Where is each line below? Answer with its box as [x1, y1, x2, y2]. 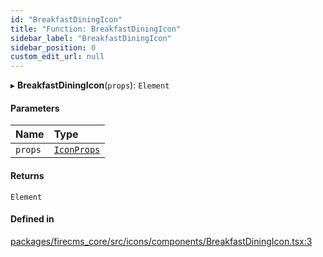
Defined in [10, 213, 55, 225]
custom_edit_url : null [10, 52, 105, 62]
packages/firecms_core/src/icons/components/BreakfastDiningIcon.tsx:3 [10, 235, 313, 247]
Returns [10, 169, 45, 181]
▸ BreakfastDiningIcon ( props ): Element [10, 79, 170, 91]
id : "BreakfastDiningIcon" [10, 14, 123, 25]
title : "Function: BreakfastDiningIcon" [10, 24, 182, 34]
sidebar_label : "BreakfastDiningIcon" [10, 33, 172, 43]
